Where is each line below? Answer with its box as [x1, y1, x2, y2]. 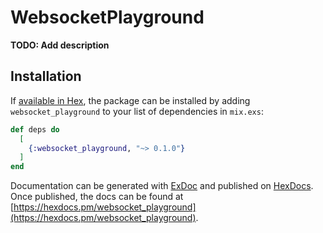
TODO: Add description [10, 39, 110, 51]
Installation [10, 68, 82, 85]
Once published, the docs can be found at [10, 191, 184, 203]
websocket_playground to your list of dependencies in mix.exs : [10, 105, 264, 117]
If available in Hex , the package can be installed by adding [10, 94, 251, 106]
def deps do [10, 124, 60, 135]
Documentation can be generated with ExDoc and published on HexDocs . [10, 180, 314, 192]
